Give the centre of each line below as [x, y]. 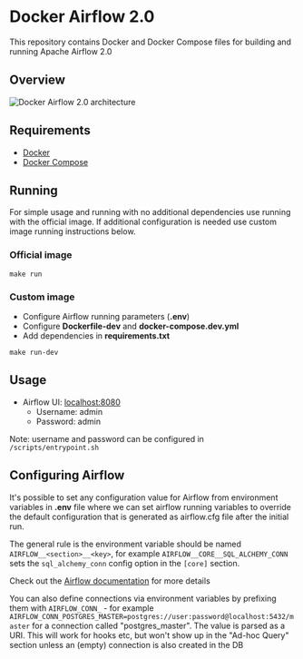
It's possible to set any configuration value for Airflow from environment [144, 497]
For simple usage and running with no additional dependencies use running [150, 212]
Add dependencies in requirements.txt [96, 335]
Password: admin [68, 421]
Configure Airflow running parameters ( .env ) [106, 316]
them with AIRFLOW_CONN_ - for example [82, 608]
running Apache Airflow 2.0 [61, 51]
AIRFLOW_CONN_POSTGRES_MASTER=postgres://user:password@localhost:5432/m [152, 616]
